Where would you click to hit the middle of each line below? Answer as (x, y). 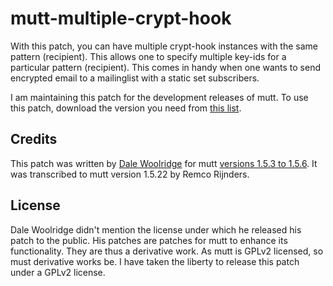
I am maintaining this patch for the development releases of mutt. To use (159, 97)
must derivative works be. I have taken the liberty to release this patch (155, 261)
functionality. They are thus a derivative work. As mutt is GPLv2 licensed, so (167, 251)
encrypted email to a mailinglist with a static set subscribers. (135, 78)
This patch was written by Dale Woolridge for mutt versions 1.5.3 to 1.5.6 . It (164, 163)
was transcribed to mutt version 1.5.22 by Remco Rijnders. (130, 174)
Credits (34, 139)
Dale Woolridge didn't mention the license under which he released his (156, 229)
